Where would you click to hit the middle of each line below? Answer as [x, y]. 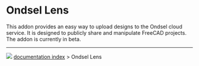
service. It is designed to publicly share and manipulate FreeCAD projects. [96, 32]
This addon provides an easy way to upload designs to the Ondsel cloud [94, 27]
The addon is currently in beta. [44, 39]
